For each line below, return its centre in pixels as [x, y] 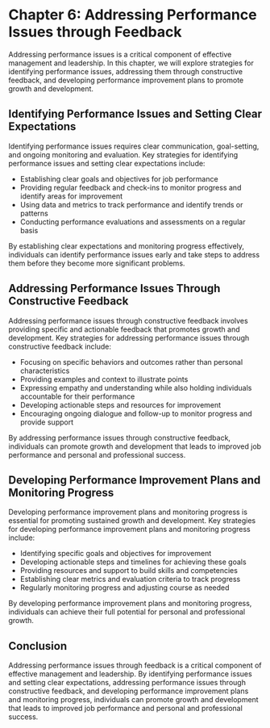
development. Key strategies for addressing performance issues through [129, 337]
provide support [47, 422]
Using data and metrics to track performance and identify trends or [131, 204]
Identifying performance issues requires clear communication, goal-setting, [134, 146]
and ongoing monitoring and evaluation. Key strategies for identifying [123, 154]
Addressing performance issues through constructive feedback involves [128, 320]
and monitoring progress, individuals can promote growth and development [134, 700]
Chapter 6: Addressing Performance [133, 15]
